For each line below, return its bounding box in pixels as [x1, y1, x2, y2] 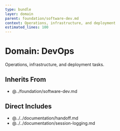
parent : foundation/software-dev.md [5, 16, 79, 21]
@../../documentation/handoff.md [12, 115, 78, 121]
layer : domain [5, 12, 34, 16]
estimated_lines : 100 [5, 25, 49, 30]
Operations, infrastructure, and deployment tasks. [5, 62, 105, 67]
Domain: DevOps [5, 46, 75, 57]
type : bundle [5, 7, 31, 12]
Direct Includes [5, 102, 52, 111]
